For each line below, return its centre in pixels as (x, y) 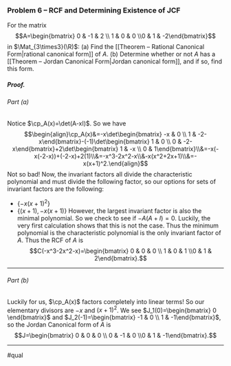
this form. (21, 69)
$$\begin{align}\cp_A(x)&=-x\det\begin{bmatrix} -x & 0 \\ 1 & (110, 134)
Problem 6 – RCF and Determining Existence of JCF (94, 10)
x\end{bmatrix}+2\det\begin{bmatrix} (65, 149)
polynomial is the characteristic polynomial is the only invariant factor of (119, 232)
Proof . (16, 84)
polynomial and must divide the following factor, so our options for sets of (112, 181)
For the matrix (27, 26)
